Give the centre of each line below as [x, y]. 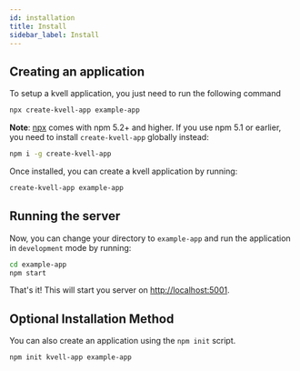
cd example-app [38, 265]
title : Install [38, 26]
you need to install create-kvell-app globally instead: [109, 137]
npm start [28, 273]
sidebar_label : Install [55, 35]
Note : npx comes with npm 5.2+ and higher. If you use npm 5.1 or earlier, [145, 127]
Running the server [65, 216]
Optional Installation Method [92, 319]
